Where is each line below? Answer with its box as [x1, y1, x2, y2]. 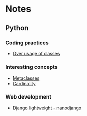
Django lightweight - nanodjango [12, 105, 82, 111]
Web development [5, 93, 52, 101]
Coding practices [5, 39, 49, 46]
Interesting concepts [5, 63, 58, 70]
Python [5, 24, 29, 32]
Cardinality [12, 81, 36, 87]
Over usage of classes [12, 50, 60, 56]
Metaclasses [12, 75, 40, 81]
